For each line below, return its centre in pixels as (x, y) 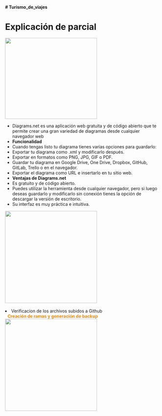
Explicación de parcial (51, 27)
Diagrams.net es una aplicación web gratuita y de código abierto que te (84, 126)
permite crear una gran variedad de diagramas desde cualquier (76, 131)
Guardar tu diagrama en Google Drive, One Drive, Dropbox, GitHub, (80, 162)
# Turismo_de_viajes (26, 7)
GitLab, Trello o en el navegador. (45, 167)
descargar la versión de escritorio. (47, 199)
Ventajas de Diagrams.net (39, 178)
